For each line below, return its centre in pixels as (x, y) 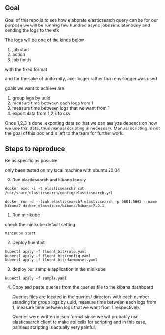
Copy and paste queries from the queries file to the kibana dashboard (83, 287)
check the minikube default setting (40, 224)
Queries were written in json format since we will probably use (75, 316)
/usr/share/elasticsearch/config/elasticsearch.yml (59, 193)
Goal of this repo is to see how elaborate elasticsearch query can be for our (82, 20)
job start (21, 49)
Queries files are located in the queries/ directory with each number (81, 297)
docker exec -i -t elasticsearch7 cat (45, 188)
